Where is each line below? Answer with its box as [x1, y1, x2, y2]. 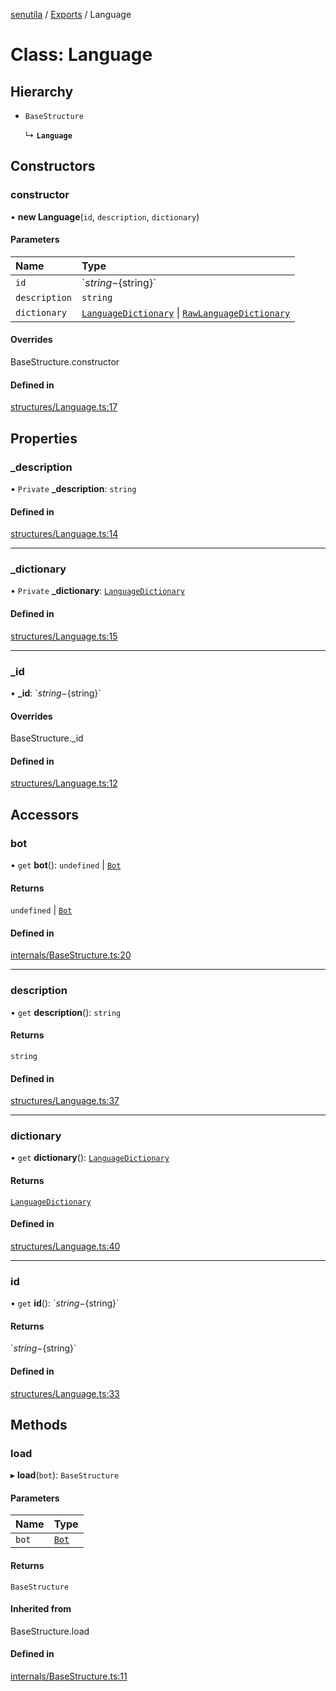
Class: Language [10, 44, 153, 66]
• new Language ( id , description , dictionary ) [10, 210, 200, 223]
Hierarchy [10, 83, 74, 100]
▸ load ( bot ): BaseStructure [10, 1469, 120, 1481]
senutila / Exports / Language [10, 9, 132, 20]
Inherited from [10, 1603, 72, 1615]
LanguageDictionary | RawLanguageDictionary [81, 305, 291, 319]
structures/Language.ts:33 [10, 1387, 120, 1399]
